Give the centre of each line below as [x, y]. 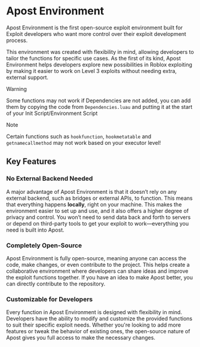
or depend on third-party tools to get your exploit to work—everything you [98, 223]
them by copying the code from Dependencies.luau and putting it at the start [99, 106]
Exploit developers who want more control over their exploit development [96, 34]
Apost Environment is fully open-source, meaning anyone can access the [96, 258]
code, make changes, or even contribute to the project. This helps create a [98, 264]
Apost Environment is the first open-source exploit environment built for [95, 28]
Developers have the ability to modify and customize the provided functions [99, 319]
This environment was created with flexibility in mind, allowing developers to [100, 51]
